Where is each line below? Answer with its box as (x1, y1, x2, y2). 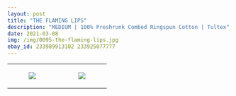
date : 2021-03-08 (7, 30, 59, 37)
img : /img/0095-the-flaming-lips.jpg (7, 37, 119, 44)
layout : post (7, 10, 46, 18)
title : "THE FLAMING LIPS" (7, 17, 87, 24)
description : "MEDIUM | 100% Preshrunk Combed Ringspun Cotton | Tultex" (7, 23, 230, 30)
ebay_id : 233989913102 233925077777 (7, 43, 116, 50)
